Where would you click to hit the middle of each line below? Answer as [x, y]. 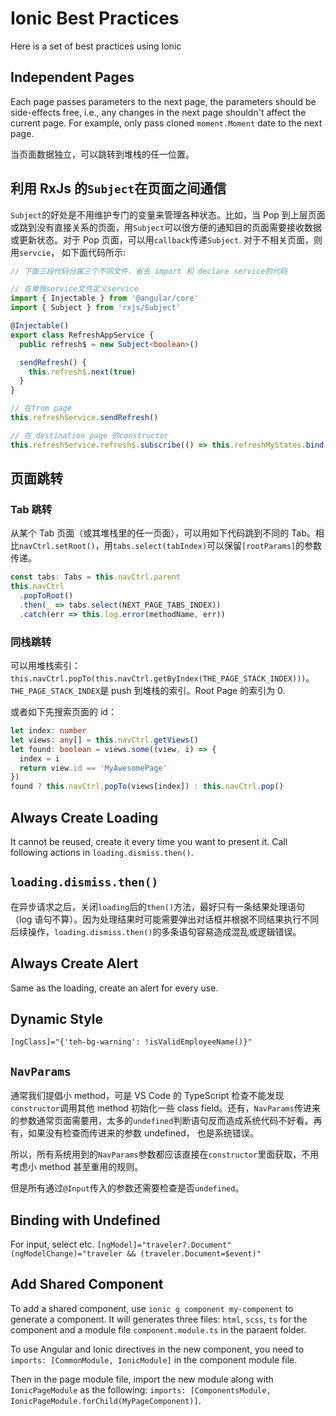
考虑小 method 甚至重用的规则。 [77, 1167]
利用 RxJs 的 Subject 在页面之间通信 [118, 188]
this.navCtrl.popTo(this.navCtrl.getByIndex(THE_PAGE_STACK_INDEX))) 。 [162, 678]
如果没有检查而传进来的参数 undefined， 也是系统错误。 [143, 1133]
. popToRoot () [46, 596]
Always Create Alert [74, 963]
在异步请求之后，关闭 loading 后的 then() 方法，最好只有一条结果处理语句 [158, 906]
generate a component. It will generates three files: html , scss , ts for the [159, 1319]
